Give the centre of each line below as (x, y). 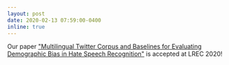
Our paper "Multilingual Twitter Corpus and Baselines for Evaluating (105, 47)
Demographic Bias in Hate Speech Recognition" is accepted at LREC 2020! (115, 54)
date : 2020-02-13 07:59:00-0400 (54, 20)
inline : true (26, 27)
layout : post (26, 14)
